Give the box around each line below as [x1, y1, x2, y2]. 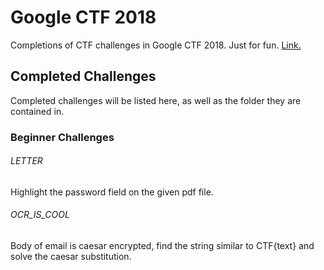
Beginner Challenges [10, 130, 115, 144]
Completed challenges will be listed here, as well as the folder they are [10, 94, 302, 106]
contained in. [10, 105, 65, 117]
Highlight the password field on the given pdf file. [10, 186, 214, 198]
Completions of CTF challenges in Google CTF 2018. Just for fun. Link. [10, 39, 302, 51]
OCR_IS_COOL [10, 209, 70, 221]
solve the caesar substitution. [10, 251, 132, 263]
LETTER [10, 155, 43, 167]
